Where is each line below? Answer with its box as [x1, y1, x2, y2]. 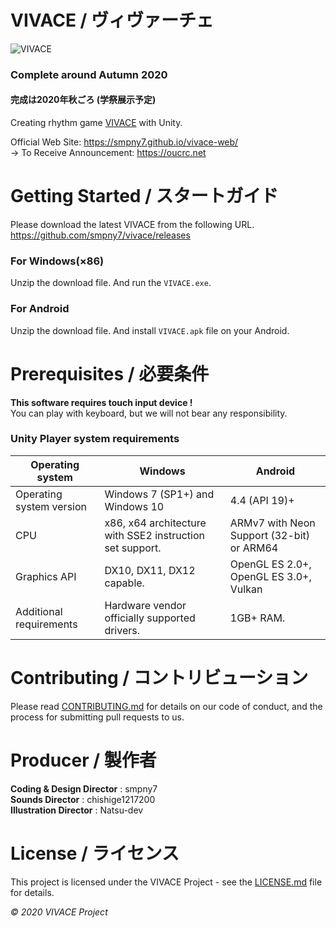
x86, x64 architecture [104, 516, 207, 530]
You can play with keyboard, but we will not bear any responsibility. [10, 407, 288, 419]
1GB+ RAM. [229, 611, 286, 625]
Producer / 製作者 [10, 749, 157, 771]
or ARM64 [229, 541, 279, 555]
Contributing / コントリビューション [10, 667, 309, 690]
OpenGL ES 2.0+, [229, 557, 312, 571]
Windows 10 [104, 499, 165, 513]
